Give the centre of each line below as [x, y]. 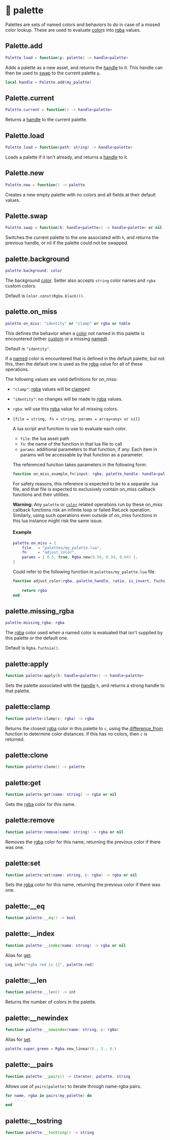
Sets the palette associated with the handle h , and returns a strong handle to [85, 685]
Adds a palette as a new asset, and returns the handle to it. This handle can [84, 67]
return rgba [35, 590]
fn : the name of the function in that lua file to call [71, 444]
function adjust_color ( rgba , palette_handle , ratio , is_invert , [82, 581]
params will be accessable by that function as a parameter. [82, 455]
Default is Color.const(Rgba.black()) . [45, 296]
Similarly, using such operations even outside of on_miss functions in [85, 515]
